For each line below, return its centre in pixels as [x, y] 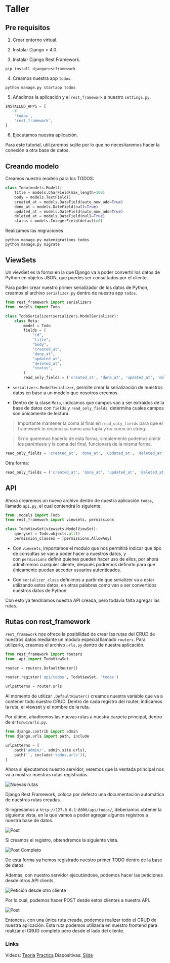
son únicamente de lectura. [41, 413]
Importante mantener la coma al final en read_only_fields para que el [90, 423]
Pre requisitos [28, 28]
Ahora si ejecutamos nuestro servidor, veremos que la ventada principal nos [85, 769]
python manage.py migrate [32, 245]
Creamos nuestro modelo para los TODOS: [50, 179]
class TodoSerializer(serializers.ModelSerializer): [62, 316]
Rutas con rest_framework [48, 622]
